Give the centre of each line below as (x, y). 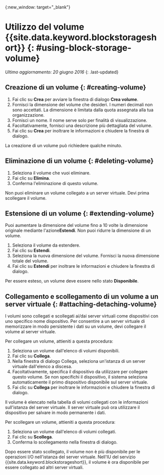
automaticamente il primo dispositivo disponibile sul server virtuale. (80, 382)
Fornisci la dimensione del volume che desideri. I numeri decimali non (82, 104)
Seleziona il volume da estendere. (46, 245)
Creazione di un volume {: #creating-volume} (76, 87)
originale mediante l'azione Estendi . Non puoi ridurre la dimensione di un (78, 230)
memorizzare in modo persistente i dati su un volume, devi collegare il (76, 326)
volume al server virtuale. (31, 332)
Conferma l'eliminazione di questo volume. (55, 183)
